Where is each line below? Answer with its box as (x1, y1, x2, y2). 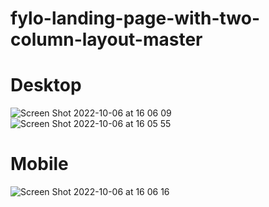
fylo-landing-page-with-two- (10, 7, 261, 30)
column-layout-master (10, 28, 203, 51)
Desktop (10, 74, 82, 97)
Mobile (10, 153, 69, 176)
